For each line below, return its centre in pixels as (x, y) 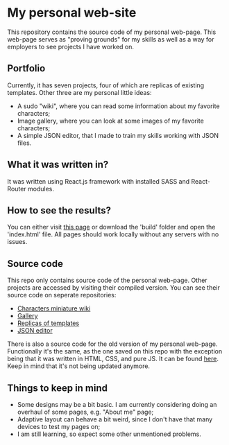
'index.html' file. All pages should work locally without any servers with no (113, 234)
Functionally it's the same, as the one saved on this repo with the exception (115, 351)
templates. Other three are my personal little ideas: (79, 92)
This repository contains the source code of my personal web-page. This (112, 32)
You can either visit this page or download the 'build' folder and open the (111, 227)
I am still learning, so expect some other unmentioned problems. (109, 434)
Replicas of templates (48, 323)
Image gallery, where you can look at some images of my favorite (111, 121)
